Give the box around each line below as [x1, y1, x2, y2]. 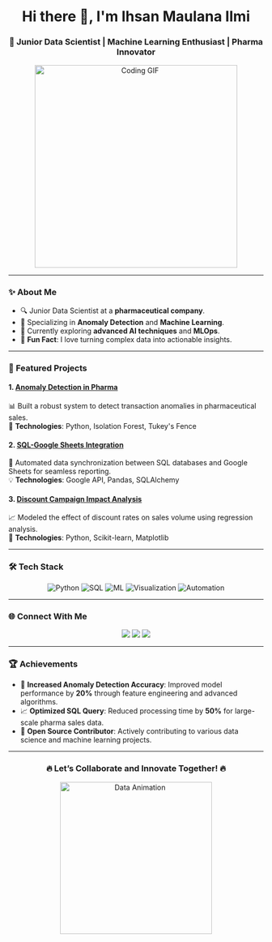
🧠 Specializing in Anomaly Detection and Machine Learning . [19, 317, 225, 327]
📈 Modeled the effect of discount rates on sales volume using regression [8, 512, 253, 522]
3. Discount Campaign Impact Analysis [8, 494, 142, 503]
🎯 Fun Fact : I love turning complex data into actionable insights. [19, 334, 232, 344]
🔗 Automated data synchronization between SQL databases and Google [8, 458, 249, 468]
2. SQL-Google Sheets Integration [8, 439, 124, 449]
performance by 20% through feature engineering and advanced [19, 688, 238, 698]
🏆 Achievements [8, 658, 79, 670]
